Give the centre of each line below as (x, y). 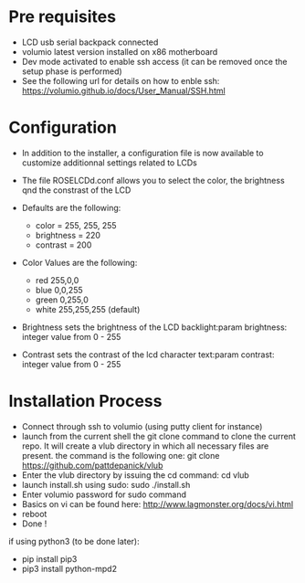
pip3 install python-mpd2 (69, 568)
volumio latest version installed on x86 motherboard (120, 51)
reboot (34, 514)
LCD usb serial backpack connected (90, 42)
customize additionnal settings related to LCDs (109, 163)
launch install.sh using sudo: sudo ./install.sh (106, 484)
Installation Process (85, 402)
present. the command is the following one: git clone (121, 455)
